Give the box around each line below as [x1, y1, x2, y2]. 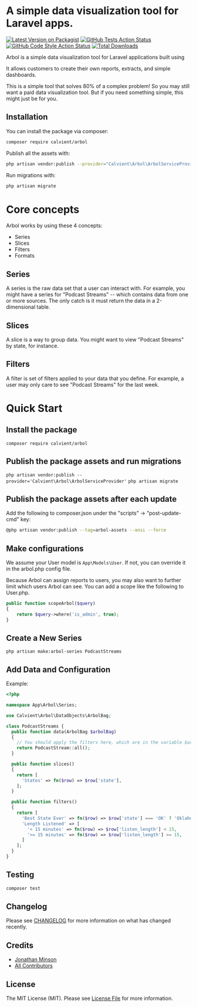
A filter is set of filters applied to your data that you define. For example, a [6, 374, 184, 382]
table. [36, 303, 50, 310]
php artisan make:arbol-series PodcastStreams [6, 648, 122, 655]
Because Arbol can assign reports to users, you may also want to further [6, 577, 182, 584]
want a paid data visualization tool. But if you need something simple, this [6, 89, 184, 96]
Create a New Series [6, 633, 82, 643]
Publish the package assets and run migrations [6, 457, 182, 467]
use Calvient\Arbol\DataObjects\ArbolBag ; [6, 712, 111, 718]
